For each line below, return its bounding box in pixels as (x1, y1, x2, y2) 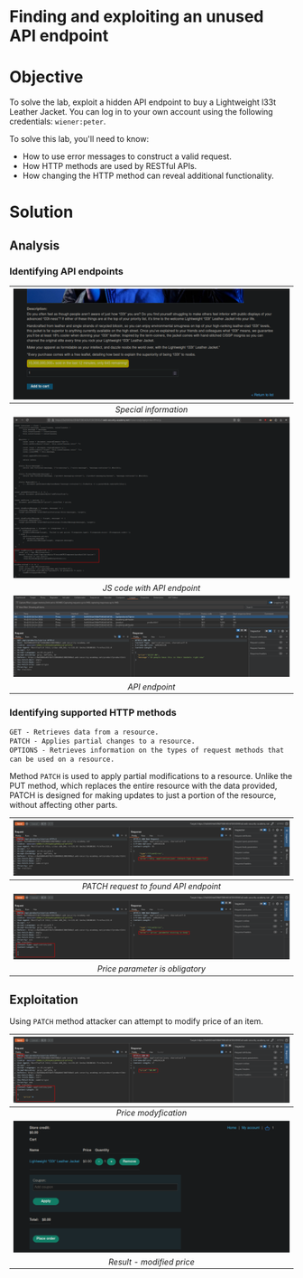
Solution (9, 202, 74, 222)
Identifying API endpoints (9, 265, 124, 277)
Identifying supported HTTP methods (9, 707, 178, 719)
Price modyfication (115, 1107, 188, 1118)
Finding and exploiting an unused (9, 6, 264, 27)
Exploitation (9, 991, 78, 1007)
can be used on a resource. (9, 755, 115, 765)
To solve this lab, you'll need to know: (9, 134, 150, 145)
